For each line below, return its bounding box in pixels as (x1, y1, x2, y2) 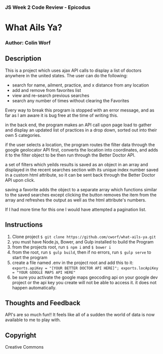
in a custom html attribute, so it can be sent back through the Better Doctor (5, 172, 156, 177)
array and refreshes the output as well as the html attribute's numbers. (5, 197, 146, 203)
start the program (12, 254, 48, 260)
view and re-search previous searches (12, 92, 90, 98)
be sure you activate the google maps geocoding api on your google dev (12, 274, 158, 280)
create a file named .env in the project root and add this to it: (12, 260, 134, 265)
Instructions (5, 221, 43, 229)
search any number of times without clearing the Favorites (12, 97, 129, 104)
